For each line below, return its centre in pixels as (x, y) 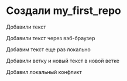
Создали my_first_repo (63, 11)
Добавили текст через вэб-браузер (51, 38)
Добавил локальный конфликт (44, 72)
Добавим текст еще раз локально (48, 49)
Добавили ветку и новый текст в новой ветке (63, 61)
